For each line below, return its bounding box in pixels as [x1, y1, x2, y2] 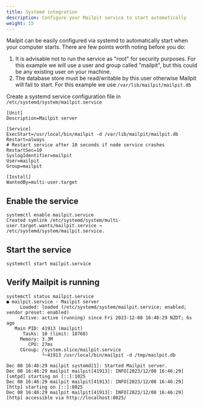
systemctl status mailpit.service [6, 293, 94, 299]
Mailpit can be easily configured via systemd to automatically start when [6, 37, 188, 44]
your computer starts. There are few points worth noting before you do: [6, 43, 186, 51]
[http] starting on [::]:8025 [6, 384, 84, 390]
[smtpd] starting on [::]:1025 [6, 373, 86, 380]
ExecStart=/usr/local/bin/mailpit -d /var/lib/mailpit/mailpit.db [6, 132, 179, 138]
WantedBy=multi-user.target [6, 179, 78, 186]
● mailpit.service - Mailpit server [6, 299, 99, 305]
